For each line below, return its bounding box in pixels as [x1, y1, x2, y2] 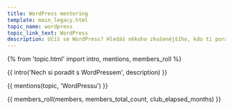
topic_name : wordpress [7, 23, 73, 30]
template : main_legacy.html [7, 17, 89, 24]
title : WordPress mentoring [7, 10, 89, 17]
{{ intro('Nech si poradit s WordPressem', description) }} [7, 68, 168, 77]
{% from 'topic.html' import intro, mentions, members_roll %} [7, 55, 182, 63]
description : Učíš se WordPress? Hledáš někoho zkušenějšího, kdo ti [7, 36, 213, 43]
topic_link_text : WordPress [7, 29, 89, 37]
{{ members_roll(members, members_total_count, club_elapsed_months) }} [7, 95, 222, 104]
